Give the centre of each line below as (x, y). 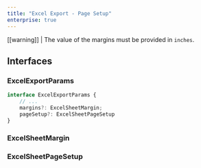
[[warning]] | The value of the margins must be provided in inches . (101, 39)
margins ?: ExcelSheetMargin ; (61, 107)
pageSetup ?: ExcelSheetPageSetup (67, 114)
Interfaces (30, 61)
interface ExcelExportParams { (52, 95)
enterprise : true (32, 20)
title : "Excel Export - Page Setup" (59, 13)
